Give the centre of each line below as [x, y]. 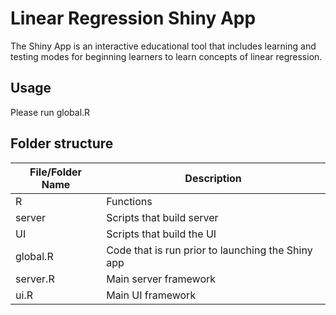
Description [213, 178]
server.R [35, 279]
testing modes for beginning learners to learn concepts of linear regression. [166, 56]
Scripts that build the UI [161, 234]
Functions [129, 201]
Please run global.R [50, 112]
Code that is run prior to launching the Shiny [209, 250]
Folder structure [62, 143]
